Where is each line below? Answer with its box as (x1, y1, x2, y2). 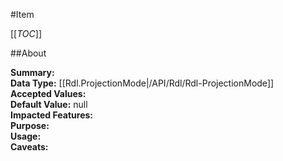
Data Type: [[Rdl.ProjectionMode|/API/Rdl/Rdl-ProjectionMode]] (10, 77, 275, 89)
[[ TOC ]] (10, 28, 42, 39)
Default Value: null (10, 99, 88, 110)
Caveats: (10, 141, 49, 153)
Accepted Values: (10, 88, 87, 99)
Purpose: (10, 120, 50, 131)
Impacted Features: (10, 109, 93, 121)
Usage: (10, 130, 42, 142)
